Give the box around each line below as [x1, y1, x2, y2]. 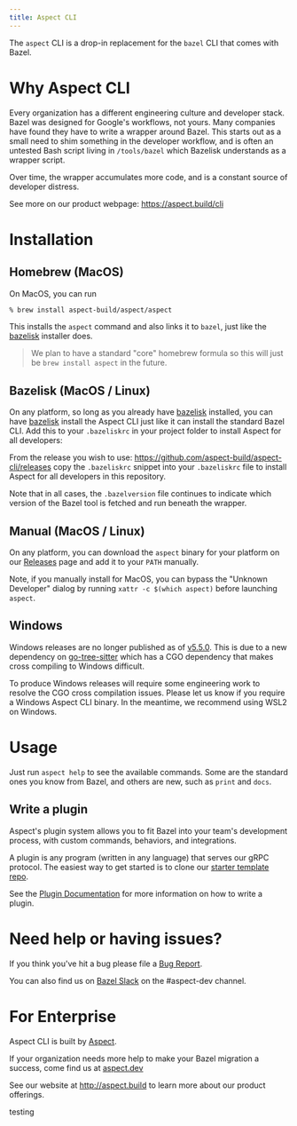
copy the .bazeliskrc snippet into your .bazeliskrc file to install [52, 462, 287, 472]
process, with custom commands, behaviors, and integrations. [9, 835, 237, 845]
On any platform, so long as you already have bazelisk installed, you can [9, 407, 273, 417]
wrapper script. [9, 155, 66, 165]
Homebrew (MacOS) [9, 265, 124, 280]
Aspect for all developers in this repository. [9, 472, 167, 482]
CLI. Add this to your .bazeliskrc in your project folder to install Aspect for [9, 425, 282, 436]
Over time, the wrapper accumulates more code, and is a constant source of [9, 171, 288, 182]
